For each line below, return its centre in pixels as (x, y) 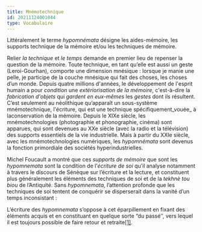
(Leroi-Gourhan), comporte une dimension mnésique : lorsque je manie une (101, 71)
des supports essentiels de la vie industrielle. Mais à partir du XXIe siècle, (98, 135)
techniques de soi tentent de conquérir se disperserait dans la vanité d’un (98, 192)
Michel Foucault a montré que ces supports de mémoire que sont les (92, 160)
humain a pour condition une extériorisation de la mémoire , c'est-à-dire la (99, 90)
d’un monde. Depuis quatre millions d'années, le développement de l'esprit (100, 84)
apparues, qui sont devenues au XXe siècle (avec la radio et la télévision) (98, 129)
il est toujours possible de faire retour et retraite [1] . (70, 222)
